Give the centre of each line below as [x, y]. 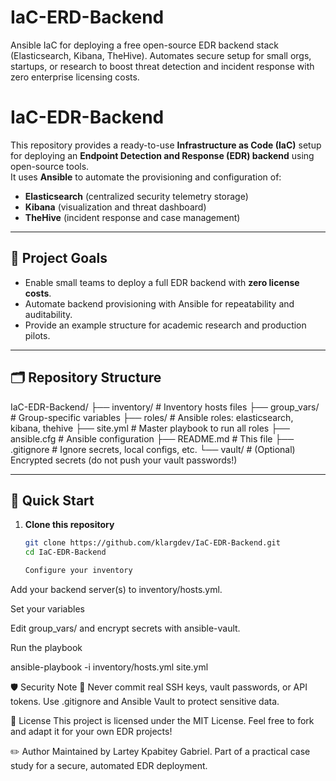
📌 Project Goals [59, 258]
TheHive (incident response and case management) [132, 217]
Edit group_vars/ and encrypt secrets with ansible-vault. [125, 628]
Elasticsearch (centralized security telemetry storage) [136, 196]
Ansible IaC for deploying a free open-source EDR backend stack [145, 45]
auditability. [48, 314]
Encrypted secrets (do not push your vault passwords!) [124, 460]
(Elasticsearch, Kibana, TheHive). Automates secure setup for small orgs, [161, 55]
